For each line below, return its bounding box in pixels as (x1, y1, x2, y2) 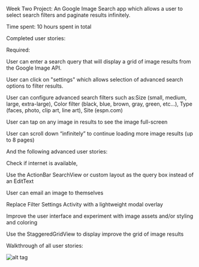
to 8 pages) (6, 136, 35, 143)
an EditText (6, 178, 34, 185)
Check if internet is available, (6, 160, 78, 167)
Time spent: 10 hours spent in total (6, 23, 92, 30)
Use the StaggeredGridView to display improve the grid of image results (6, 230, 184, 238)
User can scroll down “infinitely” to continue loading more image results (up (6, 130, 194, 137)
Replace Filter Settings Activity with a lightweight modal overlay (6, 201, 164, 208)
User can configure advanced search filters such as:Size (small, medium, (6, 94, 187, 101)
